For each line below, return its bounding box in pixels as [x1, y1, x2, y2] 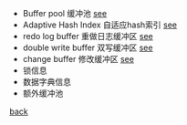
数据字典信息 [22, 77, 71, 87]
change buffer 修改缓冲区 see [22, 54, 135, 64]
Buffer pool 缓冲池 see [22, 8, 108, 18]
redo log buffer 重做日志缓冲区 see [22, 31, 153, 41]
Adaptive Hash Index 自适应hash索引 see [22, 19, 178, 30]
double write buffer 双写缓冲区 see [22, 42, 153, 53]
